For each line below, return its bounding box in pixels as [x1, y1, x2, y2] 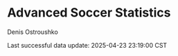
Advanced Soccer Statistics [7, 5, 171, 21]
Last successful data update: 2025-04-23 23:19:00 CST [7, 41, 168, 49]
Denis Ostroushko [7, 28, 59, 36]
